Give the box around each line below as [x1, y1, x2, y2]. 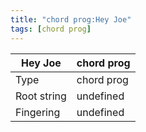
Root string [15, 89, 67, 103]
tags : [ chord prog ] [10, 24, 92, 34]
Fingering [15, 105, 61, 119]
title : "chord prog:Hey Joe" [10, 14, 132, 25]
